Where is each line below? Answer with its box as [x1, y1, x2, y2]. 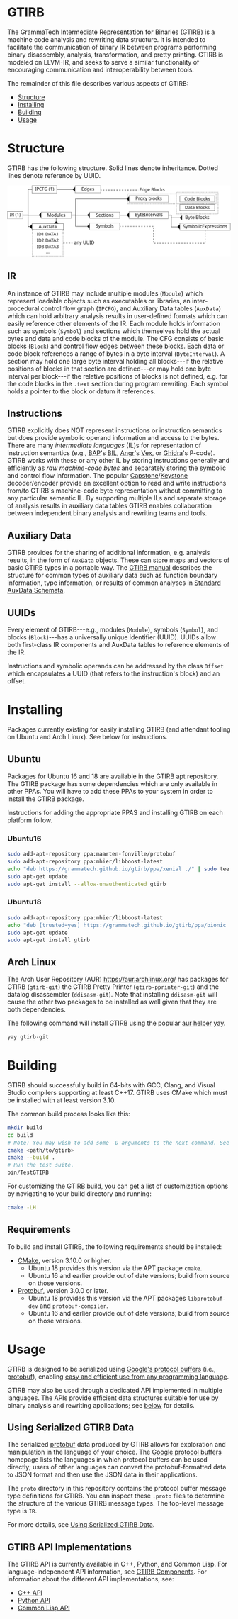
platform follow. [7, 816, 53, 824]
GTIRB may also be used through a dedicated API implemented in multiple [7, 1386, 223, 1394]
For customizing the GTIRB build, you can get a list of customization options [7, 1182, 229, 1191]
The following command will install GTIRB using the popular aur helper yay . [7, 1019, 226, 1028]
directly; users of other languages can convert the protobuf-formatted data [7, 1463, 227, 1472]
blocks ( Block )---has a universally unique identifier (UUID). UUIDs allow [7, 633, 217, 642]
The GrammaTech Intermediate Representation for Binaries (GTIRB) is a [7, 28, 215, 36]
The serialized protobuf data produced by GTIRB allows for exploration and [7, 1440, 227, 1449]
